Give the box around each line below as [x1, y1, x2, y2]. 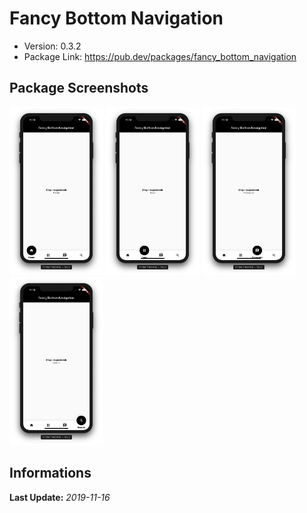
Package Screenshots [9, 80, 149, 97]
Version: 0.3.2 [23, 40, 82, 52]
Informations [9, 465, 92, 482]
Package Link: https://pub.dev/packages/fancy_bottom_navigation [23, 50, 297, 62]
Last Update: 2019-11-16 [9, 491, 111, 503]
